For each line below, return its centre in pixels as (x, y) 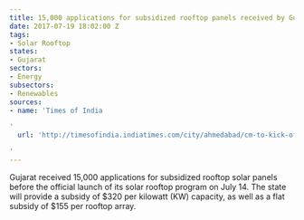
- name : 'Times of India (56, 110)
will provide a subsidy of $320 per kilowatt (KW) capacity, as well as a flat (147, 196)
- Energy (26, 77)
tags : (19, 34)
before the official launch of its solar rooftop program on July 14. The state (148, 187)
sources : (26, 102)
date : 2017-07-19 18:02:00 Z (64, 26)
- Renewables (34, 93)
